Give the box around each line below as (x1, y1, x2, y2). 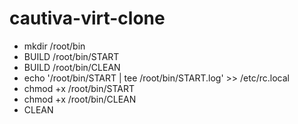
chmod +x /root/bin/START (23, 82, 136, 94)
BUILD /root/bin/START (23, 50, 120, 62)
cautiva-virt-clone (9, 7, 166, 30)
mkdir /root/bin (23, 40, 86, 52)
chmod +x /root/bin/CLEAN (23, 93, 137, 105)
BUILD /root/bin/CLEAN (23, 61, 121, 73)
